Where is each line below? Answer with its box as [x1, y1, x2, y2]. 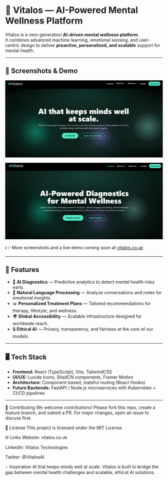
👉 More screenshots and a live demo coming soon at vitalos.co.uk [5, 244, 143, 250]
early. [12, 284, 24, 290]
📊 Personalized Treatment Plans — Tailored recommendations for [12, 300, 151, 306]
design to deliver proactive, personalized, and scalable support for [20, 42, 160, 48]
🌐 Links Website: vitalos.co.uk [5, 434, 67, 440]
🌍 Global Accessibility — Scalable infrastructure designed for [12, 313, 142, 319]
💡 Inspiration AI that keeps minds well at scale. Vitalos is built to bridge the [5, 464, 159, 470]
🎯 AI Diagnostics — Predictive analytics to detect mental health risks [12, 279, 155, 285]
